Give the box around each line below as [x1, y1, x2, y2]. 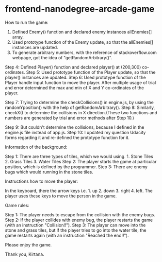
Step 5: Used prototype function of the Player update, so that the [26, 69, 156, 75]
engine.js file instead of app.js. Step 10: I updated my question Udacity [5, 129, 146, 135]
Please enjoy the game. [5, 242, 52, 247]
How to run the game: [5, 19, 49, 25]
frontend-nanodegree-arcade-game [5, 3, 155, 15]
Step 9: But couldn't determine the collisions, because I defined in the [5, 124, 145, 130]
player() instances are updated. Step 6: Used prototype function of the [5, 74, 146, 80]
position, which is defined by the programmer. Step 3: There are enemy [5, 164, 148, 170]
